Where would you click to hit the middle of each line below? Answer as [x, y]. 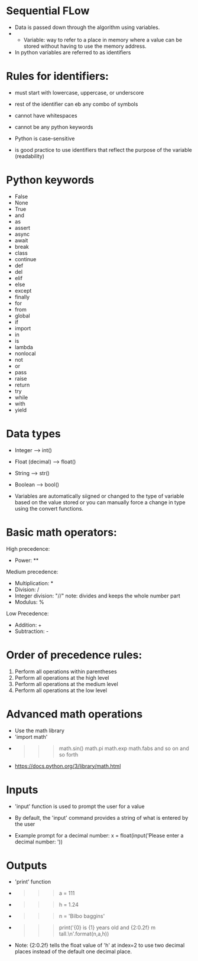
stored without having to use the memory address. [85, 46]
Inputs [22, 790]
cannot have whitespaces [46, 115]
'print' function [33, 882]
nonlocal [25, 353]
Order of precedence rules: [74, 655]
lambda [24, 347]
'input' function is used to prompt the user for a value [79, 806]
